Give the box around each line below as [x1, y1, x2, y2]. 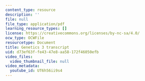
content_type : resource [5, 7, 56, 13]
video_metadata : [5, 63, 40, 68]
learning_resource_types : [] [5, 26, 67, 31]
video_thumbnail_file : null [10, 59, 70, 64]
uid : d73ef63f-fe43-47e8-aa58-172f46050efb [5, 49, 99, 54]
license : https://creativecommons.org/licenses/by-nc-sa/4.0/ [5, 31, 140, 36]
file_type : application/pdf [5, 21, 65, 27]
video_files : [5, 54, 33, 59]
